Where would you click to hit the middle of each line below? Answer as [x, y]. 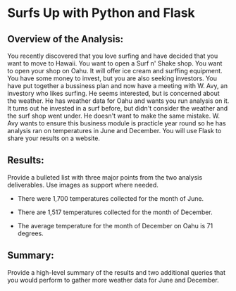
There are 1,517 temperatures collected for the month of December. [115, 212]
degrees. [30, 233]
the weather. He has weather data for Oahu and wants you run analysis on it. [118, 101]
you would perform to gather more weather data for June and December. [113, 280]
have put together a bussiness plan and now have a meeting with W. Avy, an [118, 86]
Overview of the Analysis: [66, 39]
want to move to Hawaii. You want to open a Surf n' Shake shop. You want [115, 63]
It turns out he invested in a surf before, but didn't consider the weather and [117, 108]
